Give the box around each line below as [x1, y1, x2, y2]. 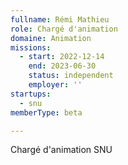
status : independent [28, 71, 114, 81]
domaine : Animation [10, 33, 92, 43]
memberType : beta [10, 107, 83, 118]
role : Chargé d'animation [10, 24, 118, 34]
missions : [10, 42, 52, 53]
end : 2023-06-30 [28, 61, 97, 71]
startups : [10, 89, 52, 99]
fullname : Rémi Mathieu [10, 14, 110, 25]
